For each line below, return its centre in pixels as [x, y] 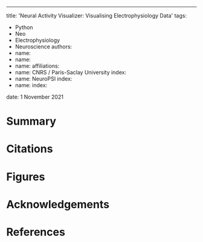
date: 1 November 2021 [35, 97]
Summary [31, 121]
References [36, 232]
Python [24, 27]
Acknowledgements [58, 204]
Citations [30, 149]
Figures [26, 177]
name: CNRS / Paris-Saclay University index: [71, 72]
